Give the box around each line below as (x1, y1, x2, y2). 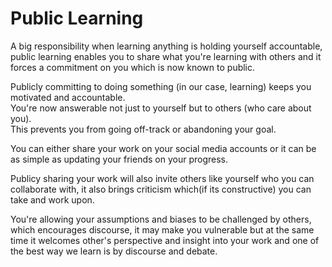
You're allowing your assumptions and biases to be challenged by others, (10, 213, 312, 225)
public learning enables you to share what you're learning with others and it (10, 50, 322, 62)
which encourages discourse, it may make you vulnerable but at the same (10, 223, 315, 236)
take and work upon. (10, 193, 95, 206)
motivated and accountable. (10, 91, 126, 103)
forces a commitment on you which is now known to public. (10, 61, 256, 73)
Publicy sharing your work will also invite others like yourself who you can (10, 172, 315, 184)
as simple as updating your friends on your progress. (10, 153, 229, 165)
